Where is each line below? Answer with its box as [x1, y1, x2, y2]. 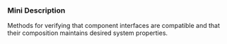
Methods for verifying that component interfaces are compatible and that [7, 22, 221, 30]
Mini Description [7, 6, 66, 15]
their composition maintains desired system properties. [7, 29, 168, 37]
